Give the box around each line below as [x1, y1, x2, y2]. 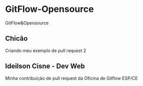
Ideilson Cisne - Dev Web [5, 62, 85, 71]
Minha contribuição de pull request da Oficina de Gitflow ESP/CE [5, 75, 138, 81]
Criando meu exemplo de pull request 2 [5, 47, 86, 53]
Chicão [5, 34, 28, 43]
